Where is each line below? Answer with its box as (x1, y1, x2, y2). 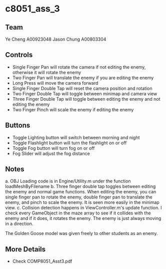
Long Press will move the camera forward (12, 80, 98, 86)
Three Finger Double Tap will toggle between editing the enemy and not (12, 96, 161, 102)
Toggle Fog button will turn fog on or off (12, 145, 95, 151)
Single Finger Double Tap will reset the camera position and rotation (12, 85, 152, 91)
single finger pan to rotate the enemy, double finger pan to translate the (5, 194, 152, 200)
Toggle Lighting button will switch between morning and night (12, 134, 140, 140)
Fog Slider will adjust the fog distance (12, 150, 90, 156)
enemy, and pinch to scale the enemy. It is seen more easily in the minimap (5, 199, 160, 205)
